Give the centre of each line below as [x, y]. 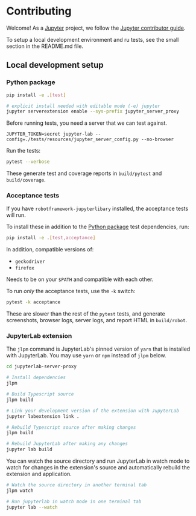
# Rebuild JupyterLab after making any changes [67, 444]
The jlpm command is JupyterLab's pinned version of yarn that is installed [98, 349]
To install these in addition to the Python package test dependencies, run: [98, 227]
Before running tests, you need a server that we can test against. [87, 123]
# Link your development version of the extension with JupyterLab [93, 411]
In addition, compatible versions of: [50, 250]
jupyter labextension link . [43, 416]
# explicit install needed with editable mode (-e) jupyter [84, 106]
